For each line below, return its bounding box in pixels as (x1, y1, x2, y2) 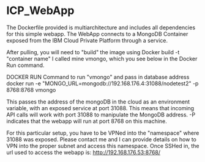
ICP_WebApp (6, 4, 75, 18)
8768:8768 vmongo (6, 86, 56, 93)
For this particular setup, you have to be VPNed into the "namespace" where (6, 129, 199, 136)
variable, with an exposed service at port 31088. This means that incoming (6, 104, 195, 111)
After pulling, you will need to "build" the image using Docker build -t (6, 48, 180, 55)
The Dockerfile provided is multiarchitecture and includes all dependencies (6, 24, 196, 31)
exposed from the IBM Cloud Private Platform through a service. (6, 37, 168, 44)
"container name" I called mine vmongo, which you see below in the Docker (6, 55, 198, 62)
